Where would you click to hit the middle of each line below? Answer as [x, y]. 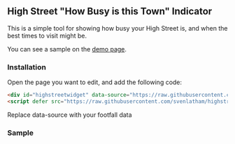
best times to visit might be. [47, 35]
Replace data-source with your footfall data [70, 115]
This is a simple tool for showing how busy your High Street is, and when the [117, 28]
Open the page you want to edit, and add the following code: [95, 82]
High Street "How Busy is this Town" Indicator [110, 11]
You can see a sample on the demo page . [67, 49]
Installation [27, 67]
